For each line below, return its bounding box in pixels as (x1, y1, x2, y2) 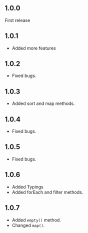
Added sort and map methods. (11, 100, 75, 106)
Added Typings (11, 183, 43, 189)
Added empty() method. (11, 217, 61, 223)
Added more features (11, 45, 56, 51)
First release (4, 17, 30, 23)
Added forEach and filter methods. (11, 189, 83, 195)
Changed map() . (11, 222, 45, 228)
